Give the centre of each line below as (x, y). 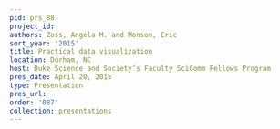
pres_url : (28, 94)
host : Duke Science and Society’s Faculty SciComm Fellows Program (140, 69)
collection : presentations (61, 111)
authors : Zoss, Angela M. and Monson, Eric (93, 35)
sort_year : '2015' (44, 43)
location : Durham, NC (51, 60)
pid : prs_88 (32, 18)
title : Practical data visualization (81, 52)
